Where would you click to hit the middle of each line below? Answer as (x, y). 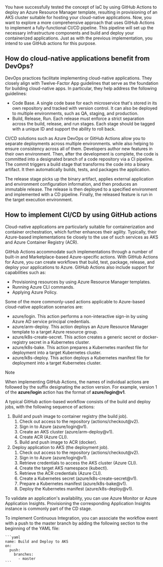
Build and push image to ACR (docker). (58, 442)
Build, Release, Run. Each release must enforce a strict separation (78, 118)
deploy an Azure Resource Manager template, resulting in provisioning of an (81, 12)
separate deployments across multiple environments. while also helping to (79, 143)
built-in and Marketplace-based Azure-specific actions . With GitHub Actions (81, 257)
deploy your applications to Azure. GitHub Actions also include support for (80, 267)
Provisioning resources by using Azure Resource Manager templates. (81, 282)
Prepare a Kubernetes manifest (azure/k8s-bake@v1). (73, 483)
